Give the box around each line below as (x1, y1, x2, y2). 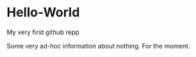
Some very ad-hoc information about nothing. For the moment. (6, 41, 190, 50)
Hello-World (6, 4, 80, 21)
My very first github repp (6, 28, 80, 36)
